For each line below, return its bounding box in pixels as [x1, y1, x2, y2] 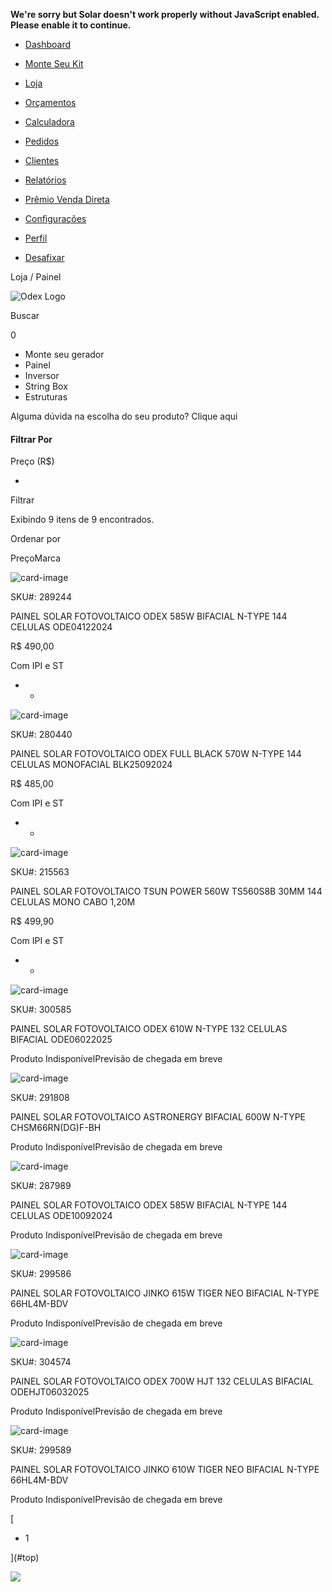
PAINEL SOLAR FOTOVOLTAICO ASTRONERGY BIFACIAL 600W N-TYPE [10, 1111, 307, 1123]
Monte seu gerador [24, 349, 105, 360]
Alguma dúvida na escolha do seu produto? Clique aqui [10, 410, 238, 422]
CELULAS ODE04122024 [10, 621, 113, 633]
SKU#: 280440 [10, 729, 73, 741]
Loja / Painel [10, 271, 62, 283]
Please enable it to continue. [10, 19, 132, 31]
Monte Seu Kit [24, 58, 84, 69]
